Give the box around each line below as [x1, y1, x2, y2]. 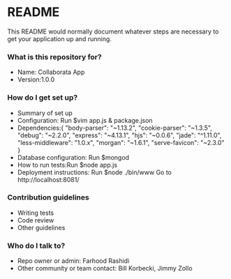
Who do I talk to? [7, 241, 66, 250]
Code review [17, 216, 54, 224]
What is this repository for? [7, 52, 103, 61]
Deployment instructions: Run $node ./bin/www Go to [17, 168, 172, 176]
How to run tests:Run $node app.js [17, 160, 117, 169]
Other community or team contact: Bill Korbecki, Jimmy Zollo [17, 264, 193, 273]
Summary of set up [17, 109, 73, 117]
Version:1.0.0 [17, 75, 55, 84]
